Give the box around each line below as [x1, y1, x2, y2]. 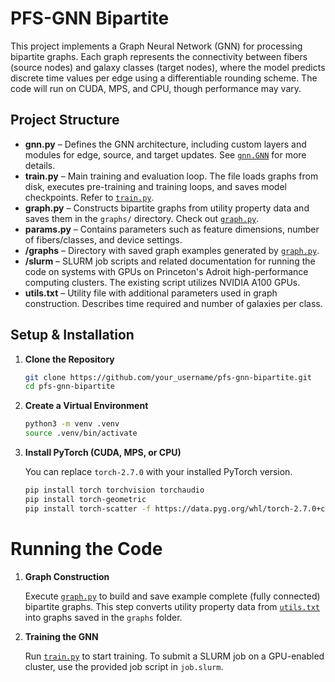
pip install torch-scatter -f [24, 503, 152, 514]
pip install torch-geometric [24, 494, 147, 504]
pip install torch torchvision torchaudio [24, 485, 205, 496]
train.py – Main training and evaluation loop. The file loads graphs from [24, 170, 319, 182]
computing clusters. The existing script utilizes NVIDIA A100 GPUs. [24, 276, 301, 288]
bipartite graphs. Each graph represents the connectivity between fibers [10, 50, 308, 62]
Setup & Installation [10, 327, 135, 344]
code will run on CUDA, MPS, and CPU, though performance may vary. [10, 82, 302, 94]
